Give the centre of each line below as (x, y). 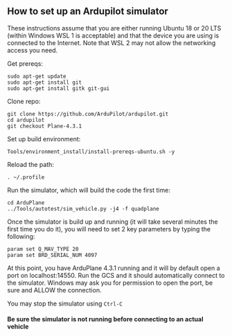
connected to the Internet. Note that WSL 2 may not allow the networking (111, 43)
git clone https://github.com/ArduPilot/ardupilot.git (88, 114)
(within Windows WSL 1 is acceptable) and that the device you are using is (113, 35)
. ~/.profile (26, 177)
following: (21, 236)
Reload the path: (30, 164)
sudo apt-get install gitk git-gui (59, 88)
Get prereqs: (25, 63)
